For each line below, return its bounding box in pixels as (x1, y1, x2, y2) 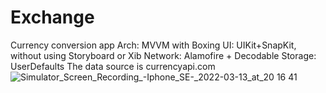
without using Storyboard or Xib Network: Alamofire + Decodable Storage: (10, 49, 317, 61)
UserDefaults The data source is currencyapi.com (10, 60, 216, 72)
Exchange (10, 6, 95, 29)
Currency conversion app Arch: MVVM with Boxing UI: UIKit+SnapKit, (10, 39, 297, 51)
